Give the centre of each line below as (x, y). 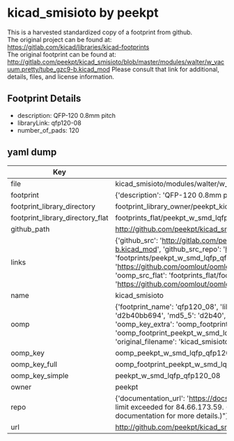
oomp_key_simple (40, 375)
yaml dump (32, 152)
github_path (30, 229)
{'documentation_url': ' (152, 398)
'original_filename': (146, 341)
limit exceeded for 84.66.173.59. (169, 407)
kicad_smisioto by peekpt (83, 13)
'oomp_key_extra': (145, 324)
